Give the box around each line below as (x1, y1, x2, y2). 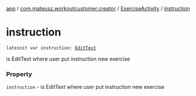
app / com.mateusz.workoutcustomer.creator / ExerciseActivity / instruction (6, 5, 190, 12)
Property (6, 70, 32, 78)
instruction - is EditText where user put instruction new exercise (6, 84, 165, 91)
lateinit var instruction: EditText (6, 45, 96, 51)
